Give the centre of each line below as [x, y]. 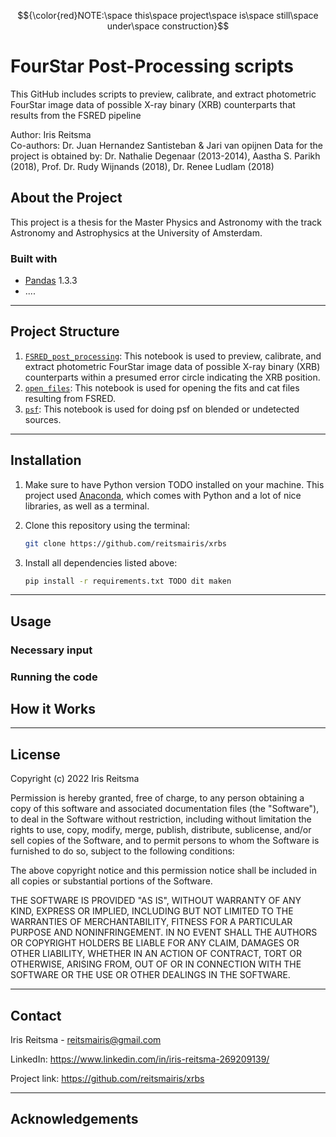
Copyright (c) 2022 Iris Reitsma [75, 779]
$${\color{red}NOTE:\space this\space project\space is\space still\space [168, 15]
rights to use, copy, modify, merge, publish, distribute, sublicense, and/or [161, 830]
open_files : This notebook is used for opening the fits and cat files [162, 387]
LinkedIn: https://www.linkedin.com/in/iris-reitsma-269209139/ [140, 1059]
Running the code [54, 677]
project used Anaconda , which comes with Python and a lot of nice [163, 495]
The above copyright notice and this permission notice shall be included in [163, 871]
